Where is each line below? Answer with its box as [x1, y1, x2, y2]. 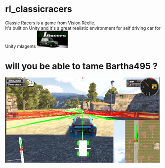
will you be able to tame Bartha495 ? [5, 61, 158, 72]
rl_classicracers [5, 3, 73, 15]
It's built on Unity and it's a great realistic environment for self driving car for [5, 25, 161, 31]
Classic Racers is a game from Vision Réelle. [5, 20, 95, 26]
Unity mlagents [5, 43, 36, 49]
